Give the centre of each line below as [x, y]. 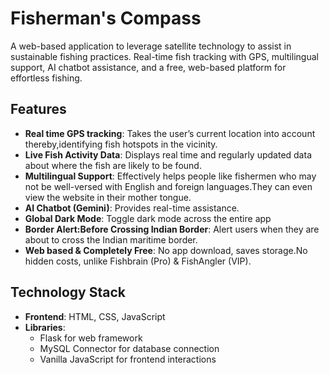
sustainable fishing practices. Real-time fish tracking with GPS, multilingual [164, 56]
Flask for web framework [91, 338]
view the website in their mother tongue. [108, 197]
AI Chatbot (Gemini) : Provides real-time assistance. [132, 208]
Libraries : [45, 327]
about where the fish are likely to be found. [113, 165]
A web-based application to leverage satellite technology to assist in [151, 46]
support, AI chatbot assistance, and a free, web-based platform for [148, 67]
